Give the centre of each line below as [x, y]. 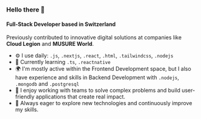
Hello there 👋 [26, 10]
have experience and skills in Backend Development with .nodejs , [97, 77]
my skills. [27, 110]
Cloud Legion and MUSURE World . [50, 44]
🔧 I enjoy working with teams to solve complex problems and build [97, 91]
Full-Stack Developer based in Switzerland [61, 24]
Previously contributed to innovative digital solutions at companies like [94, 37]
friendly [25, 97]
